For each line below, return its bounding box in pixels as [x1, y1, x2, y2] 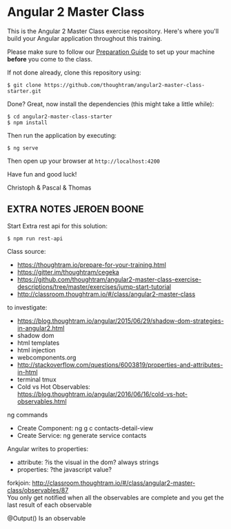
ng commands [7, 410, 48, 419]
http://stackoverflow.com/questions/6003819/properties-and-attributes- [17, 360, 223, 369]
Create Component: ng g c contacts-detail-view [17, 423, 154, 432]
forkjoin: [7, 479, 31, 487]
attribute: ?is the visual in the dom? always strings [17, 458, 159, 466]
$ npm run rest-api [7, 235, 63, 242]
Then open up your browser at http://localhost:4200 [7, 157, 160, 165]
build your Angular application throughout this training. [7, 34, 163, 42]
